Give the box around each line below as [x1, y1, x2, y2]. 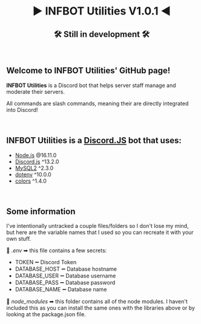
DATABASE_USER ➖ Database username [15, 272, 116, 279]
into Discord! [6, 106, 38, 113]
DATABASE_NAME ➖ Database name [15, 286, 107, 293]
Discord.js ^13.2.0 [15, 158, 59, 165]
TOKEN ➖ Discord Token [15, 259, 77, 266]
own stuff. [6, 235, 31, 242]
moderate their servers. [6, 88, 65, 95]
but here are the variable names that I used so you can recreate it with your [6, 228, 194, 236]
